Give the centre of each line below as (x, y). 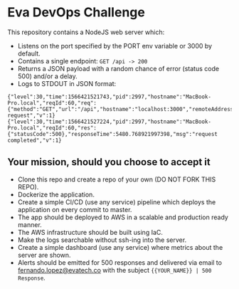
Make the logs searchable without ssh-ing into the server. (102, 240)
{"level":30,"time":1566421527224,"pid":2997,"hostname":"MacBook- (110, 122)
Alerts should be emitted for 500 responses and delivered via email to (120, 262)
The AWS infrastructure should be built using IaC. (90, 232)
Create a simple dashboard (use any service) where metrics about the (120, 247)
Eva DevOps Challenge (76, 12)
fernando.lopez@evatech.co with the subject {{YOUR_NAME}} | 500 (115, 270)
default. (29, 53)
